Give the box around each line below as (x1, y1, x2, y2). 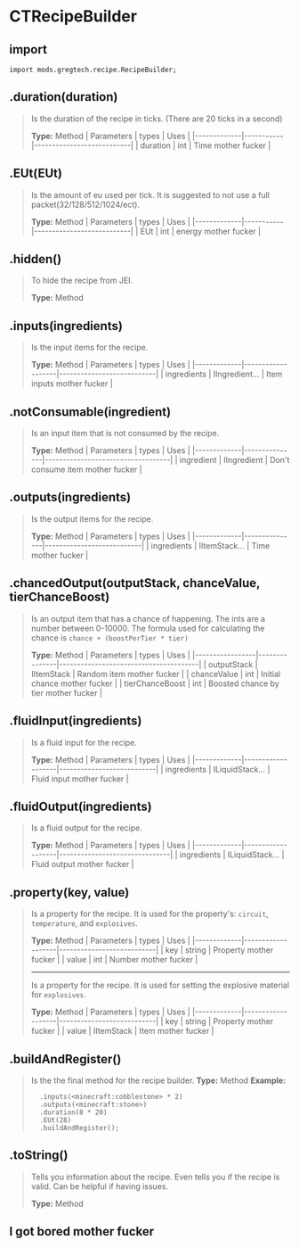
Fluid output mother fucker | (30, 859, 134, 870)
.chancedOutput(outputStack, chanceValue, (9, 575, 261, 591)
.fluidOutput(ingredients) (9, 798, 153, 814)
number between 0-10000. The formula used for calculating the (30, 623, 265, 633)
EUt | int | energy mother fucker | (140, 226, 261, 236)
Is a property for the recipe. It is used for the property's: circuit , (30, 908, 269, 920)
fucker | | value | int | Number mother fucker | (30, 955, 198, 965)
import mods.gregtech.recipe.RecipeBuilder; (9, 65, 177, 74)
